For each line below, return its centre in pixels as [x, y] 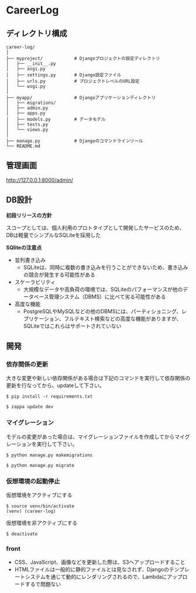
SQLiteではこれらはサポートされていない [72, 326]
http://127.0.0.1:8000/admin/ [40, 180]
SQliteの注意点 [24, 248]
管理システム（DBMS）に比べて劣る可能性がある [107, 296]
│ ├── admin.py [27, 108]
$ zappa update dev [30, 407]
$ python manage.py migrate [40, 465]
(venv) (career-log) [31, 511]
